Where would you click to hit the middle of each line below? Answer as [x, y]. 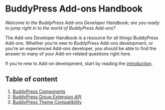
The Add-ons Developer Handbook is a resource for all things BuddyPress [82, 38]
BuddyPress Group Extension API [47, 96]
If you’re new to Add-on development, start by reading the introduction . [79, 63]
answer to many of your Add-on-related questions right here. [68, 54]
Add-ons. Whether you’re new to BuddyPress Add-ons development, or [79, 43]
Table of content [31, 79]
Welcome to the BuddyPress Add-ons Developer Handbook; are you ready [82, 23]
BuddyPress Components [39, 91]
